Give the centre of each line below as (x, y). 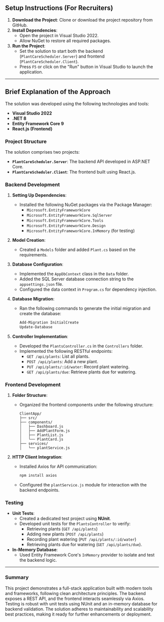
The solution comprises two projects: (42, 152)
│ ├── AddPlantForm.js (45, 431)
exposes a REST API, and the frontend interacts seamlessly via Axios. (75, 599)
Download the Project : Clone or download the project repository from (82, 20)
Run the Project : (29, 46)
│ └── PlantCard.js (41, 439)
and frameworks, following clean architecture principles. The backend (75, 593)
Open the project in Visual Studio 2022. (59, 35)
